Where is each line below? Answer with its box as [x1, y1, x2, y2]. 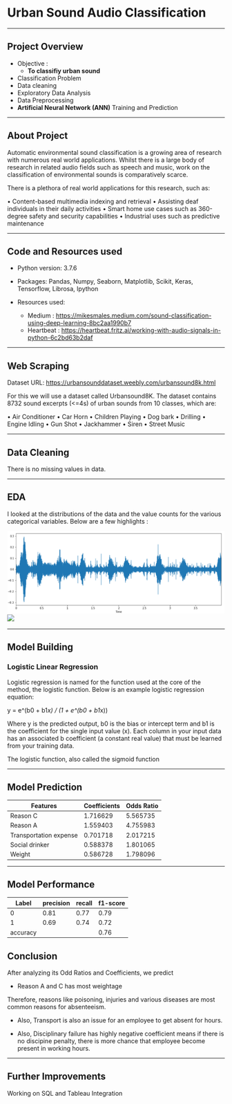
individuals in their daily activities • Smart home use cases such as [7, 204, 197, 212]
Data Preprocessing [17, 95, 74, 104]
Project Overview [7, 41, 84, 53]
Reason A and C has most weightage [17, 982, 123, 990]
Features [30, 801, 57, 810]
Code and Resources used [7, 246, 123, 257]
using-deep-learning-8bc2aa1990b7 [27, 319, 132, 327]
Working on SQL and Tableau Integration [7, 1089, 123, 1097]
